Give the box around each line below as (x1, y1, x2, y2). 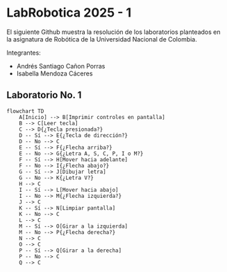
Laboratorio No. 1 (6, 89, 82, 101)
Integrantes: (6, 48, 41, 57)
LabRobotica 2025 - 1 (6, 5, 132, 21)
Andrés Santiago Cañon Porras (16, 62, 106, 70)
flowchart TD (6, 107, 44, 115)
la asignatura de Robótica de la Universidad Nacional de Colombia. (6, 35, 197, 43)
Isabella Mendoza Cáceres (16, 69, 93, 78)
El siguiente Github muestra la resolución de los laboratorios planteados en (6, 28, 221, 36)
